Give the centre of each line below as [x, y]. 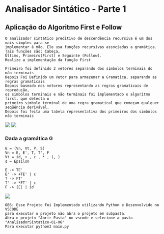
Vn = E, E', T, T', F [27, 153]
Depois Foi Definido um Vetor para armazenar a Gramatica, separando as [81, 77]
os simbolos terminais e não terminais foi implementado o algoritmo [78, 94]
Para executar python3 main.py [37, 227]
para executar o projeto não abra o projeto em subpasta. [66, 214]
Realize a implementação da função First [48, 60]
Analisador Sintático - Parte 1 [66, 9]
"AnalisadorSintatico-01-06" [35, 222]
